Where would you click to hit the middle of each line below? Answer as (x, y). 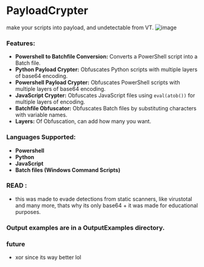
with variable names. (41, 115)
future (16, 244)
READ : (17, 185)
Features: (21, 43)
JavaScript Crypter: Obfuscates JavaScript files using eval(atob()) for (105, 96)
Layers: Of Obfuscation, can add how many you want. (83, 121)
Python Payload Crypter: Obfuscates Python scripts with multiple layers (106, 69)
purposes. (28, 212)
